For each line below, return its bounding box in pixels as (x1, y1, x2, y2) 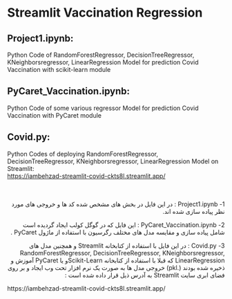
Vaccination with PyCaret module (7, 111, 102, 119)
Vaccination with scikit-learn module (7, 66, 111, 73)
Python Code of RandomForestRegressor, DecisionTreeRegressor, (7, 51, 195, 59)
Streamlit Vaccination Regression (7, 5, 203, 21)
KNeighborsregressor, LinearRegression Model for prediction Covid (7, 58, 199, 66)
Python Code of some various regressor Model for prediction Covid (7, 104, 199, 112)
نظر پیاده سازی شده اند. (162, 207, 225, 215)
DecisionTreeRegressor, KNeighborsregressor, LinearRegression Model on (7, 157, 219, 165)
